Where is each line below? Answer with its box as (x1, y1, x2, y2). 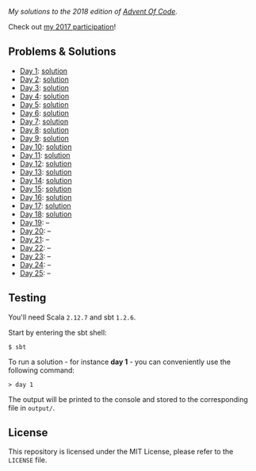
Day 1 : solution (19, 66, 68, 75)
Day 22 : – (19, 243, 52, 252)
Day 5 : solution (19, 99, 69, 109)
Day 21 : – (19, 234, 50, 244)
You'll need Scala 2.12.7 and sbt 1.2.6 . (8, 312, 136, 322)
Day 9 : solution (19, 133, 70, 143)
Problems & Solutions (8, 45, 117, 59)
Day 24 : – (19, 259, 52, 269)
